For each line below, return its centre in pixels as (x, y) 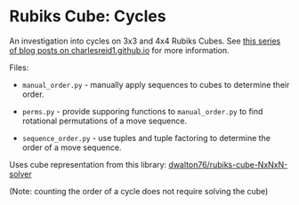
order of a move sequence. (72, 147)
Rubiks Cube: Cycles (88, 16)
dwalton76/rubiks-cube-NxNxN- (228, 164)
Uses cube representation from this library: (88, 164)
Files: (19, 67)
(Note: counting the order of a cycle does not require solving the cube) (139, 191)
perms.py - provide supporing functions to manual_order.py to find (142, 111)
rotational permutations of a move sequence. (105, 121)
